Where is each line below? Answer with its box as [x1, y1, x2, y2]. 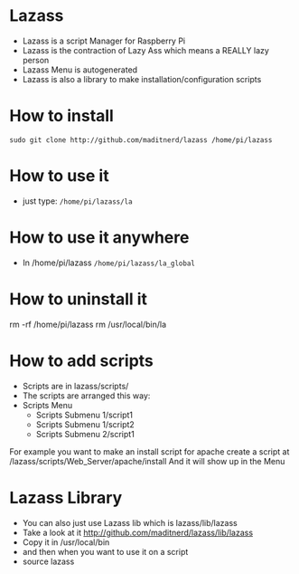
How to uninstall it [9, 289, 147, 309]
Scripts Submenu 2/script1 [35, 428, 135, 439]
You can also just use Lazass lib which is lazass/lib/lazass [22, 517, 238, 528]
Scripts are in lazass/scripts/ [22, 380, 129, 391]
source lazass [22, 556, 75, 567]
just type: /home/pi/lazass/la [22, 196, 133, 206]
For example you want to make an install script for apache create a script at [9, 445, 290, 457]
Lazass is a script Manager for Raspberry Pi [22, 35, 186, 46]
